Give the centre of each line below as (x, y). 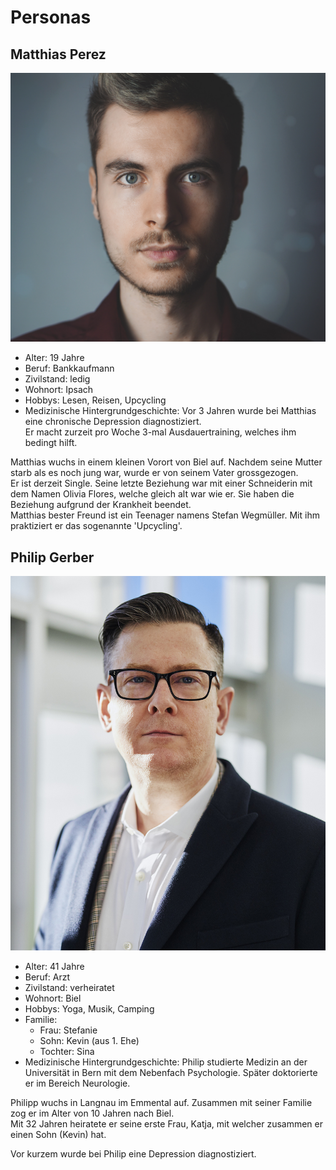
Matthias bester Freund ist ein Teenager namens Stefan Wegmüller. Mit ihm (165, 515)
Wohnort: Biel (53, 998)
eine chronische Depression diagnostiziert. (113, 422)
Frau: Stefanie (68, 1030)
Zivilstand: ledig (57, 379)
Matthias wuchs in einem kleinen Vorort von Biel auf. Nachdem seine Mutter (166, 462)
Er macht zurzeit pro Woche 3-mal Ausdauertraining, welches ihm (160, 432)
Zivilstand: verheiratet (69, 987)
